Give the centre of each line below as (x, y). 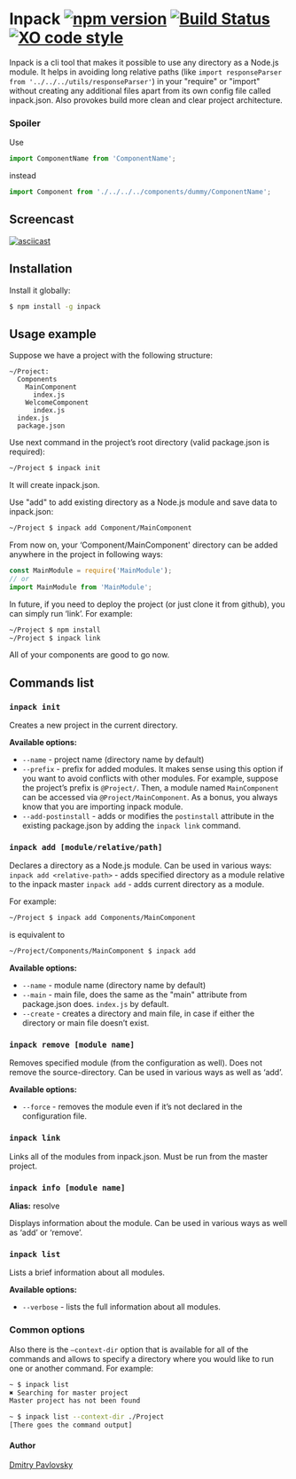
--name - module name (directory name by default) (114, 986)
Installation (41, 269)
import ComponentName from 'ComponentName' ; (93, 159)
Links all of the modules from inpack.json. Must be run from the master (139, 1156)
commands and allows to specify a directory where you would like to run (142, 1358)
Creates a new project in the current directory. (93, 725)
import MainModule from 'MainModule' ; (81, 587)
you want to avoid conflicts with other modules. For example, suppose (150, 779)
